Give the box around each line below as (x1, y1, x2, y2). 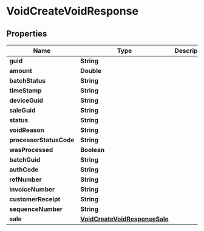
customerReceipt (9, 195, 61, 203)
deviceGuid (9, 96, 44, 105)
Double (80, 67, 102, 75)
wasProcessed (9, 146, 53, 154)
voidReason (9, 126, 44, 134)
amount (9, 67, 32, 75)
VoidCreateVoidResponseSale (80, 215, 169, 223)
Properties (6, 29, 47, 39)
